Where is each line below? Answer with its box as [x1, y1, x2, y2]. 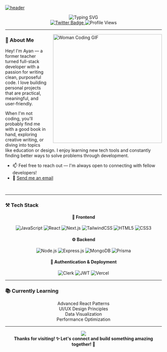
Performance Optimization [56, 316, 111, 323]
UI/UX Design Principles [59, 306, 108, 312]
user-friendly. [5, 101, 33, 107]
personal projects [5, 85, 41, 91]
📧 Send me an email [12, 175, 54, 181]
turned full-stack [5, 59, 40, 65]
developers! [12, 170, 37, 176]
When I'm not [5, 110, 33, 116]
